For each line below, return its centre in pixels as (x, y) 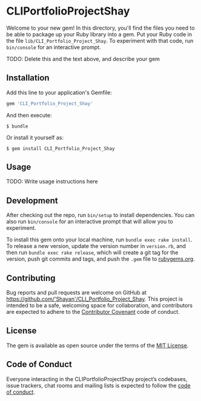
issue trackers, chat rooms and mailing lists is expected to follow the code (98, 385)
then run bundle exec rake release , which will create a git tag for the (92, 253)
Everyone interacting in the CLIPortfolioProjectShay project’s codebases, (97, 379)
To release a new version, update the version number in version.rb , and (96, 246)
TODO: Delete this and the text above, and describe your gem (83, 59)
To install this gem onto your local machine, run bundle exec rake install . (99, 240)
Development (32, 200)
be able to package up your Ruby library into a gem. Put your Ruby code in (99, 34)
